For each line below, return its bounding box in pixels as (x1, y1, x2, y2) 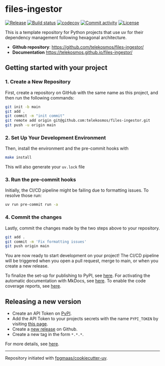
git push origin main (5, 244, 50, 249)
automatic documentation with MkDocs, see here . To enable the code (5, 278, 146, 284)
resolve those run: (5, 193, 42, 199)
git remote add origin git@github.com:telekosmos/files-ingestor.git (5, 118, 151, 123)
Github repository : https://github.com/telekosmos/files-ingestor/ (12, 44, 144, 50)
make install (5, 155, 32, 160)
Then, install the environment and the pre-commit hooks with (5, 145, 129, 151)
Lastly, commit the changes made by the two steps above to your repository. (5, 225, 160, 231)
